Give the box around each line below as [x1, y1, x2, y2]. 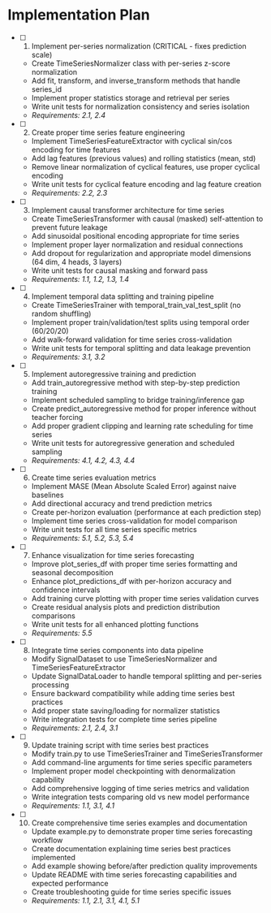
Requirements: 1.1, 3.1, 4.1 [31, 800, 115, 810]
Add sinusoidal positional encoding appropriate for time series [31, 231, 240, 240]
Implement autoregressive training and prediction [31, 369, 196, 379]
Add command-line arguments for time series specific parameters [31, 757, 252, 767]
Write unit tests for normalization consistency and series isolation [31, 102, 250, 111]
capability [31, 774, 65, 785]
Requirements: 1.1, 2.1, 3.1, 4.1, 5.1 [31, 895, 140, 905]
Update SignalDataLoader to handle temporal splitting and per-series [31, 671, 262, 681]
